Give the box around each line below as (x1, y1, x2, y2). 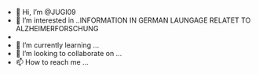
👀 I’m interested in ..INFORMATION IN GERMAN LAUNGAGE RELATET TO (15, 16, 251, 25)
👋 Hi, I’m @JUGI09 (15, 8, 76, 16)
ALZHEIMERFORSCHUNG (15, 24, 99, 33)
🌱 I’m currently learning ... (15, 41, 100, 50)
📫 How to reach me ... (15, 58, 89, 66)
